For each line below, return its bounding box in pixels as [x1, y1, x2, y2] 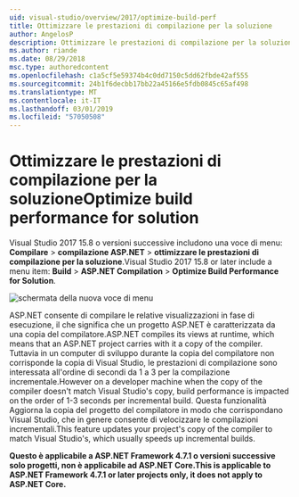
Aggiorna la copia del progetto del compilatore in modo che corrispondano [9, 405, 283, 416]
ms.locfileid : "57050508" [9, 112, 105, 121]
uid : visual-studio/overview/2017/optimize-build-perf [9, 12, 217, 22]
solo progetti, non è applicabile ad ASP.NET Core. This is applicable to [9, 460, 271, 471]
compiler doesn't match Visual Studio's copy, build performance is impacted [9, 385, 289, 397]
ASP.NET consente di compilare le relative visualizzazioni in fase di [9, 310, 255, 321]
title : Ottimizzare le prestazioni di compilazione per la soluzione [9, 21, 273, 30]
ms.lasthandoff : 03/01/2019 [9, 104, 114, 113]
